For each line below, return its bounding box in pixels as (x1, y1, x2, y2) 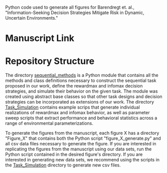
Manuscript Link (5, 33, 75, 44)
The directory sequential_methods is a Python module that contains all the (5, 72, 159, 78)
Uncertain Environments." (5, 15, 58, 21)
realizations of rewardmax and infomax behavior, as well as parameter (5, 110, 150, 116)
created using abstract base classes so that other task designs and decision (5, 94, 162, 100)
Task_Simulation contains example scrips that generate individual (5, 104, 140, 110)
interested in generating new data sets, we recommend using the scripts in (5, 157, 159, 163)
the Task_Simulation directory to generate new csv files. (5, 162, 121, 168)
